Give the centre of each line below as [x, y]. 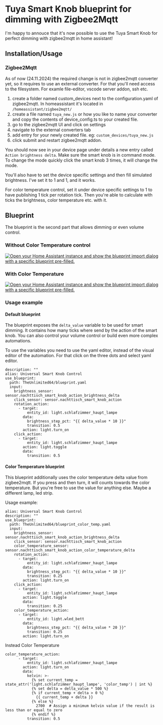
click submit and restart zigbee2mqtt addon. [57, 140]
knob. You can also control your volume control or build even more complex [82, 335]
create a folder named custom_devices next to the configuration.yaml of [85, 98]
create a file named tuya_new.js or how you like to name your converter [85, 114]
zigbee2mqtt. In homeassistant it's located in [57, 104]
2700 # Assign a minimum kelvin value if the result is [95, 706]
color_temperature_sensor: [41, 546]
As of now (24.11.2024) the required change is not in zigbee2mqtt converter [81, 78]
